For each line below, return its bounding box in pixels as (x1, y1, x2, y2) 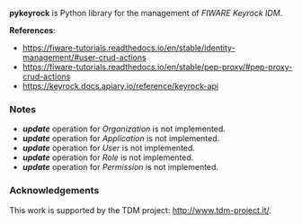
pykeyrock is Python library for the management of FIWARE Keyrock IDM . (9, 8, 283, 18)
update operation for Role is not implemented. (22, 152, 194, 163)
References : (9, 25, 56, 35)
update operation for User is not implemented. (22, 143, 196, 154)
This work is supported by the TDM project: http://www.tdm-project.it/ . (9, 204, 272, 215)
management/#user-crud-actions (22, 52, 147, 62)
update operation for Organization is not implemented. (22, 123, 226, 134)
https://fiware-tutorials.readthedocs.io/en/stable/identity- (22, 42, 235, 53)
